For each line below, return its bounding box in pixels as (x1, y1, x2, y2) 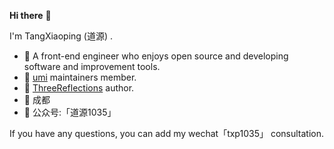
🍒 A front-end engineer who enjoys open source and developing (23, 50, 289, 62)
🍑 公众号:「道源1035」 (23, 106, 117, 118)
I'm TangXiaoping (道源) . (9, 30, 114, 42)
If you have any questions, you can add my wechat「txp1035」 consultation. (9, 128, 324, 139)
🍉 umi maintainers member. (23, 71, 137, 83)
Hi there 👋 (9, 10, 52, 21)
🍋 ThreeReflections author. (23, 82, 135, 94)
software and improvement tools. (23, 61, 161, 72)
